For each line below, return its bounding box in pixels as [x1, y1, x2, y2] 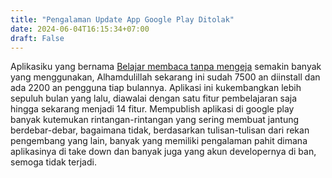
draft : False [10, 33, 65, 43]
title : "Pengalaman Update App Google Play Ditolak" [10, 14, 235, 25]
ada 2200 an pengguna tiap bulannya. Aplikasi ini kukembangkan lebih [10, 82, 302, 94]
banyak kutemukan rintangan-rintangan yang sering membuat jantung [10, 114, 300, 126]
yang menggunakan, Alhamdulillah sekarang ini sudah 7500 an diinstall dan [10, 71, 321, 83]
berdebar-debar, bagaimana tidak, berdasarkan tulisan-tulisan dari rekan [10, 124, 310, 136]
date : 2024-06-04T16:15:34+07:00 [10, 24, 150, 34]
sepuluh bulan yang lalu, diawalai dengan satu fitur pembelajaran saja [10, 92, 298, 105]
